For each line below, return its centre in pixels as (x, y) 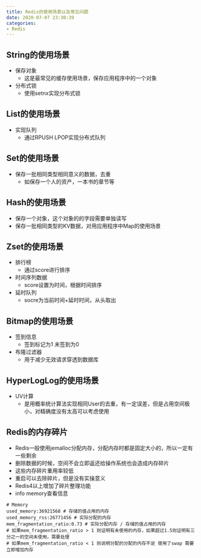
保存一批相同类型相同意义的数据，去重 (63, 174)
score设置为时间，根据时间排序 (63, 285)
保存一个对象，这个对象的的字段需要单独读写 (71, 218)
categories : (21, 23)
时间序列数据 (31, 277)
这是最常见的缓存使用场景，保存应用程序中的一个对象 (91, 78)
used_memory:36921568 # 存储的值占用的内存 (58, 511)
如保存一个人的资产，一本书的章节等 (69, 182)
